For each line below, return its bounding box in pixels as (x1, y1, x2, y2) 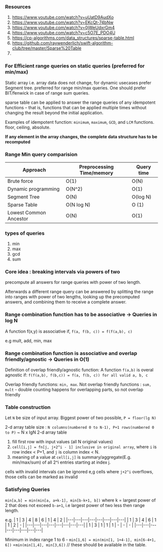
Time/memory (80, 169, 114, 176)
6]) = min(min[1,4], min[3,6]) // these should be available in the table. (5, 542, 147, 548)
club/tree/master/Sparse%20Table (12, 45, 81, 51)
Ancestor (7, 215, 29, 222)
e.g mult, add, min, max (5, 338, 52, 343)
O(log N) (131, 193, 152, 200)
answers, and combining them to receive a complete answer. (5, 299, 127, 305)
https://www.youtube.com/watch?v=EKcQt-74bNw (12, 19, 114, 25)
